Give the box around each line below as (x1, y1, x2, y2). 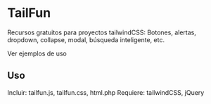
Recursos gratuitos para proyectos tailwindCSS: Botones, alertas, (7, 28, 197, 37)
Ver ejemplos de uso (7, 49, 67, 58)
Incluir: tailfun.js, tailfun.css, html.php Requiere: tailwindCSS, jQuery (7, 88, 205, 96)
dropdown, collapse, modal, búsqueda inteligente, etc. (7, 35, 165, 44)
